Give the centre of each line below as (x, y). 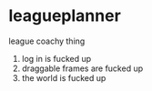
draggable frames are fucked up (82, 68)
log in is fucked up (56, 58)
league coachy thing (47, 41)
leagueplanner (65, 16)
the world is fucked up (64, 77)
